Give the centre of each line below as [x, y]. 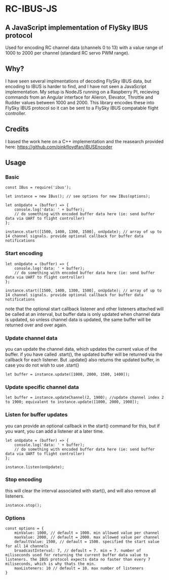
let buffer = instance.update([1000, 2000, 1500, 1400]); [68, 374]
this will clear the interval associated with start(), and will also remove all [80, 490]
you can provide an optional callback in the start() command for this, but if [83, 426]
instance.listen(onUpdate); [35, 467]
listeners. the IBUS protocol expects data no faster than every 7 [78, 560]
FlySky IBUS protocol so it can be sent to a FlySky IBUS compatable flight [82, 108]
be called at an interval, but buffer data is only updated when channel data [83, 314]
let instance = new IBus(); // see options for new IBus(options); [78, 196]
